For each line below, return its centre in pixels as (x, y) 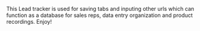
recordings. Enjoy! (29, 22)
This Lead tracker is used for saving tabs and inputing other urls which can (100, 9)
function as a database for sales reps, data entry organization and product (100, 15)
